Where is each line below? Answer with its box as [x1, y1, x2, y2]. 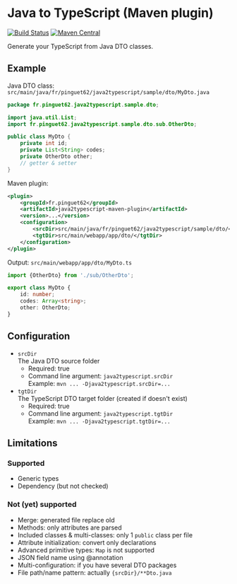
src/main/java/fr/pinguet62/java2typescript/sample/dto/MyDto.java [7, 88, 210, 96]
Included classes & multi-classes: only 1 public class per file [17, 530, 193, 539]
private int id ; [20, 140, 68, 147]
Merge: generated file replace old [17, 515, 115, 524]
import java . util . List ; [7, 114, 78, 121]
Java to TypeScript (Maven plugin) [7, 5, 214, 21]
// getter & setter [20, 159, 78, 167]
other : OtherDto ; [20, 304, 71, 311]
